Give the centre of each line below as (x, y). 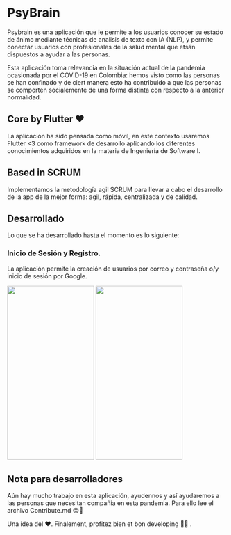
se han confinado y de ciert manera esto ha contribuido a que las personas (114, 82)
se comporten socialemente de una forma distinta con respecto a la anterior (115, 90)
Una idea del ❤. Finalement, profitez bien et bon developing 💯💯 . (100, 524)
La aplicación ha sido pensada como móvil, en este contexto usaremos (109, 136)
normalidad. (24, 97)
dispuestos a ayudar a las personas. (59, 54)
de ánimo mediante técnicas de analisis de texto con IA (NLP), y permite (110, 39)
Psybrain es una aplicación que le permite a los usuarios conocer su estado (115, 32)
